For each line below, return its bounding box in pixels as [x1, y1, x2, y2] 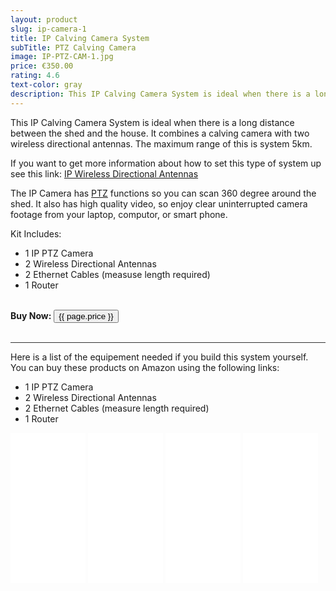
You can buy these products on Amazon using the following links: [10, 361, 280, 373]
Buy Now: [10, 309, 52, 321]
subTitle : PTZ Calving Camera [10, 42, 137, 53]
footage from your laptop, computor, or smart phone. [10, 208, 228, 220]
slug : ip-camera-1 [10, 24, 87, 34]
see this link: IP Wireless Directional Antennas [10, 167, 199, 180]
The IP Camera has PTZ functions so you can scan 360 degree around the [10, 187, 317, 199]
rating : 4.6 [10, 71, 60, 81]
